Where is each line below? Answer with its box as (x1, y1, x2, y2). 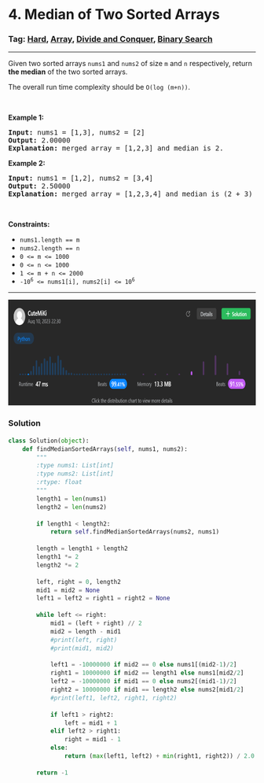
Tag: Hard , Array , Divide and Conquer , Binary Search (8, 34, 213, 45)
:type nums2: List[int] (36, 470, 114, 478)
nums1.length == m (19, 236, 80, 245)
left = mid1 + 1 (64, 718, 118, 727)
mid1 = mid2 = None (36, 586, 101, 594)
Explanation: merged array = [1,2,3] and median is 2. (8, 144, 224, 153)
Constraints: (8, 220, 50, 229)
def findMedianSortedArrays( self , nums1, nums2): (22, 445, 189, 453)
